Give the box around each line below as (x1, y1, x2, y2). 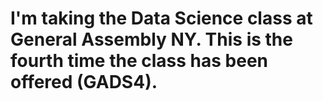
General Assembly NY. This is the (10, 28, 293, 51)
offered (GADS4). (10, 71, 158, 94)
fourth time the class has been (10, 50, 269, 72)
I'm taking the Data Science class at (10, 7, 313, 30)
